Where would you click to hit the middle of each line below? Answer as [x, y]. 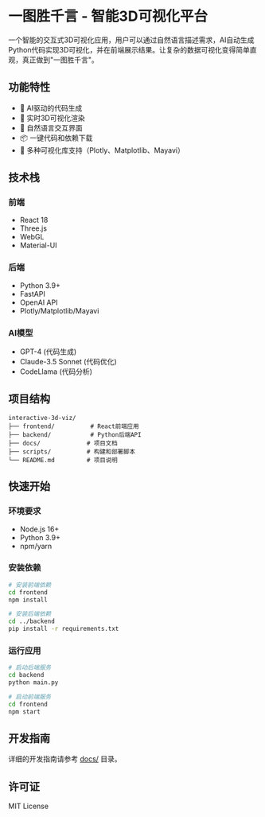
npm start [25, 712]
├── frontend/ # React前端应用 [74, 426]
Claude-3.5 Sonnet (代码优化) [68, 362]
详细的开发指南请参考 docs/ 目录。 [65, 759]
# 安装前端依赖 [30, 585]
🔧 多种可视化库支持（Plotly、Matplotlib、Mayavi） [102, 150]
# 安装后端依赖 [30, 614]
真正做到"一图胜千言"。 [60, 60]
